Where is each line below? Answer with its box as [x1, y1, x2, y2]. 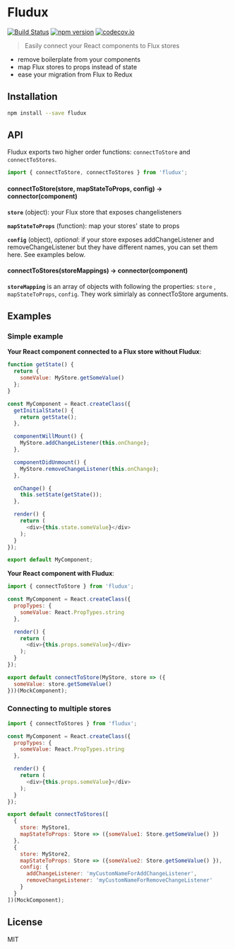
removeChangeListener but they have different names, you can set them [7, 242, 218, 251]
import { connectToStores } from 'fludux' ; [7, 720, 138, 727]
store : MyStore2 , [20, 851, 71, 858]
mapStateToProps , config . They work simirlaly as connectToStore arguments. [7, 290, 229, 298]
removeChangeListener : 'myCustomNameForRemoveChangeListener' [25, 877, 213, 884]
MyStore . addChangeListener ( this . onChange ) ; [20, 440, 150, 447]
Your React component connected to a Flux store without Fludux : [7, 348, 202, 356]
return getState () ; [20, 414, 78, 421]
